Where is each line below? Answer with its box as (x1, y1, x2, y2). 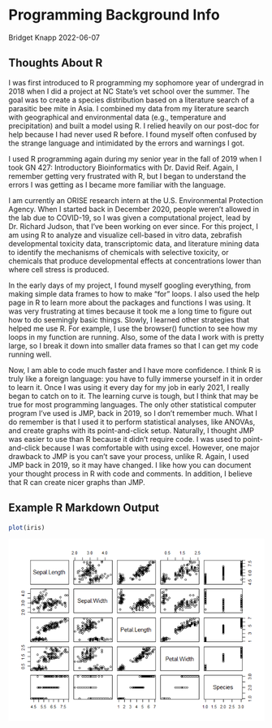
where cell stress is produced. (8, 264, 110, 274)
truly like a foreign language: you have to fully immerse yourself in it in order (8, 374, 263, 383)
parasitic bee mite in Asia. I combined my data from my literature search (8, 103, 249, 113)
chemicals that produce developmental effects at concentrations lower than (8, 256, 261, 266)
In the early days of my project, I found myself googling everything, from (8, 280, 252, 290)
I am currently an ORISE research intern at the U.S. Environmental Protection (8, 195, 264, 205)
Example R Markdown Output (8, 501, 160, 515)
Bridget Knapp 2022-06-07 (8, 32, 100, 42)
